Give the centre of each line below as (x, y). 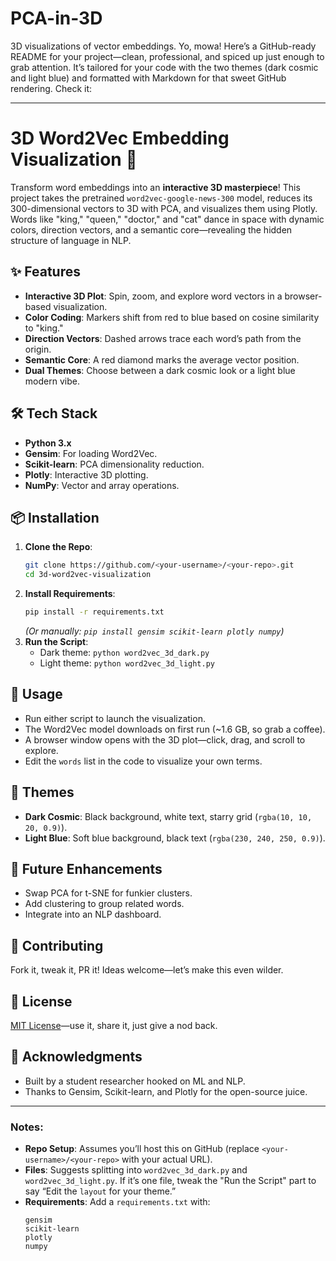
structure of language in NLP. (71, 240)
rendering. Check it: (51, 88)
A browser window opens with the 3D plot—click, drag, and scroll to (165, 739)
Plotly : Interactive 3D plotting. (86, 474)
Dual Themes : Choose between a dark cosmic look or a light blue (160, 370)
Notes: (27, 1127)
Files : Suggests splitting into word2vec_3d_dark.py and (136, 1170)
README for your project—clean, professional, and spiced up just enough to (167, 56)
